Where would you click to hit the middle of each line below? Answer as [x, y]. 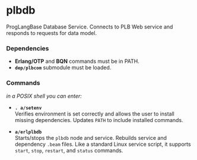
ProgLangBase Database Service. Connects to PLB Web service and [90, 27]
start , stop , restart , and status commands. [69, 150]
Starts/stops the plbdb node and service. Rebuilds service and [91, 137]
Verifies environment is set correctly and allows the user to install [95, 114]
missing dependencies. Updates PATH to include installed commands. [99, 120]
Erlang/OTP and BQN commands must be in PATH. [77, 61]
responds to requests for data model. [51, 33]
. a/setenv [28, 108]
